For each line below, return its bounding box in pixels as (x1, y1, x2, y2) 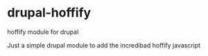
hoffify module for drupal (7, 28, 79, 36)
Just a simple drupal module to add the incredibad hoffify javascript (7, 41, 201, 49)
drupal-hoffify (7, 5, 92, 21)
